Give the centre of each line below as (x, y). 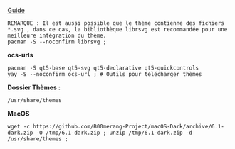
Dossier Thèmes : (34, 87)
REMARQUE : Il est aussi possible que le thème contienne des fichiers (116, 23)
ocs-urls (20, 55)
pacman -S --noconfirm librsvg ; (57, 42)
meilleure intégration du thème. (57, 35)
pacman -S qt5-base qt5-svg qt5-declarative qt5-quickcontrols (103, 68)
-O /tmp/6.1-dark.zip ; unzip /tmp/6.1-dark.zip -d (114, 133)
